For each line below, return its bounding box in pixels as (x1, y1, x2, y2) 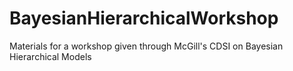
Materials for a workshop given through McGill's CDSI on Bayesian (9, 40, 284, 52)
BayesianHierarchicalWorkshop (9, 7, 279, 30)
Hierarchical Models (9, 50, 92, 62)
